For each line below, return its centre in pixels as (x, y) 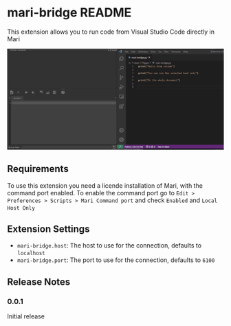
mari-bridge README (69, 13)
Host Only (21, 208)
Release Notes (39, 282)
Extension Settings (48, 229)
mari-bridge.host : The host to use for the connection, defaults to (109, 246)
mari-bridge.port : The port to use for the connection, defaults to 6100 (116, 260)
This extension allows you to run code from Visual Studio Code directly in (111, 32)
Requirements (38, 169)
